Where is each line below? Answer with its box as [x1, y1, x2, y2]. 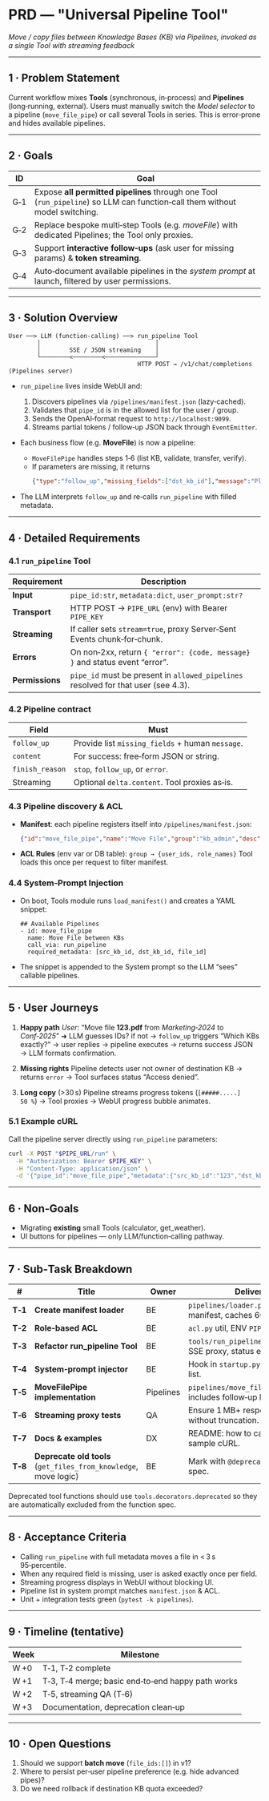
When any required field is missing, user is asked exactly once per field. [19, 1569, 258, 1578]
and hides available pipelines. [8, 118, 106, 127]
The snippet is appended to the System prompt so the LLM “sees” [19, 961, 238, 971]
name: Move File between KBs [27, 933, 125, 942]
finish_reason [12, 765, 66, 774]
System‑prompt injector [34, 1364, 128, 1375]
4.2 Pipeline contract [8, 703, 92, 715]
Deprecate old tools [34, 1450, 111, 1461]
